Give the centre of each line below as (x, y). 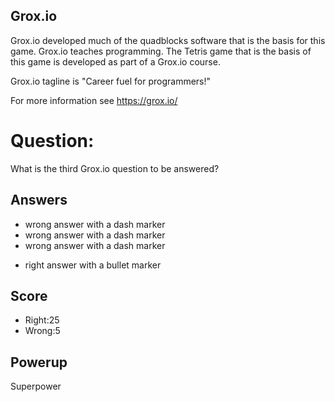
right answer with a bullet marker (93, 265)
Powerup (39, 362)
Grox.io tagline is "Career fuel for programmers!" (111, 81)
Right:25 (42, 320)
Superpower (36, 386)
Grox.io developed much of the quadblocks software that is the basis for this (168, 40)
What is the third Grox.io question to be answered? (115, 168)
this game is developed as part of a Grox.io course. (115, 61)
